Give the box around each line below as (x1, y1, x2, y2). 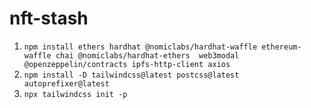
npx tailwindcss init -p (23, 89, 128, 99)
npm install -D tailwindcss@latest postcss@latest (23, 70, 240, 80)
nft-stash (9, 7, 89, 30)
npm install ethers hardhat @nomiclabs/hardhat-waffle (23, 42, 258, 52)
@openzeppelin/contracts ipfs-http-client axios (23, 59, 231, 69)
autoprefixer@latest (23, 78, 110, 89)
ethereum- (261, 42, 302, 52)
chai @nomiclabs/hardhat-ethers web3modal (55, 50, 240, 61)
